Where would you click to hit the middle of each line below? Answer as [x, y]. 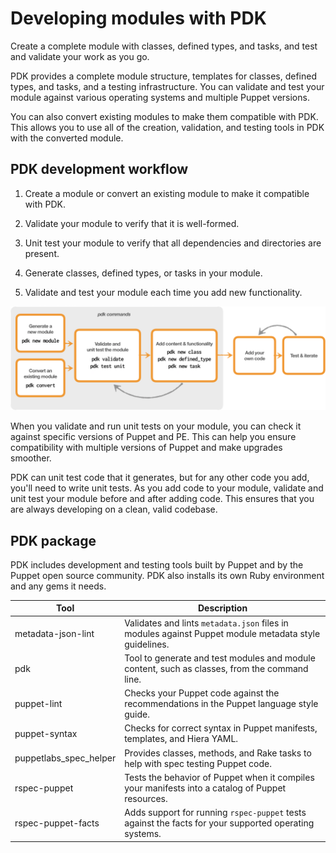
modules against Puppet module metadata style [222, 633]
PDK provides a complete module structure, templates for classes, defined [163, 76]
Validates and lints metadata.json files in [206, 623]
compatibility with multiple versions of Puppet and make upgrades [146, 448]
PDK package [53, 540]
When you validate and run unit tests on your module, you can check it [156, 426]
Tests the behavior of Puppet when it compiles [219, 777]
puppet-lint [38, 704]
